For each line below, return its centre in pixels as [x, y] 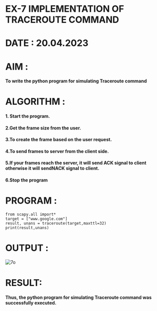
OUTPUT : [27, 248]
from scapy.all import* [31, 214]
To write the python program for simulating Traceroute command [76, 81]
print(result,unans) [27, 228]
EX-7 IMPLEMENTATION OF [65, 9]
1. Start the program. [28, 116]
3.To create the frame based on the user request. [58, 140]
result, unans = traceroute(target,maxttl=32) [56, 223]
